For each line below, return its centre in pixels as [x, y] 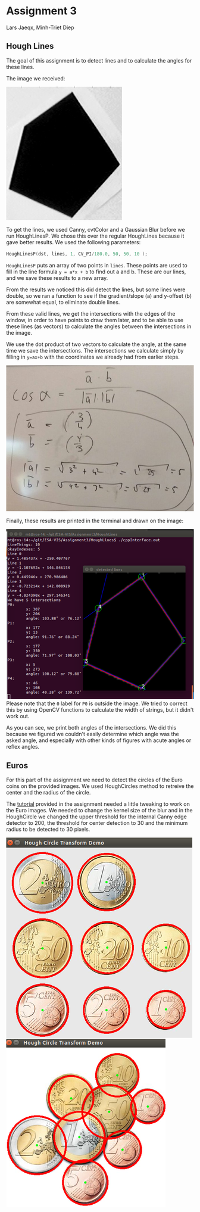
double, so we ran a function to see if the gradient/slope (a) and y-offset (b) [99, 295]
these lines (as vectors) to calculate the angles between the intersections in [99, 326]
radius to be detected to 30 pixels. [48, 830]
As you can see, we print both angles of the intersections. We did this [91, 728]
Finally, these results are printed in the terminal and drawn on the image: [95, 521]
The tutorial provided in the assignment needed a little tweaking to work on [98, 804]
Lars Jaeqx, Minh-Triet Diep [40, 27]
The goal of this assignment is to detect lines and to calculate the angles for [99, 60]
